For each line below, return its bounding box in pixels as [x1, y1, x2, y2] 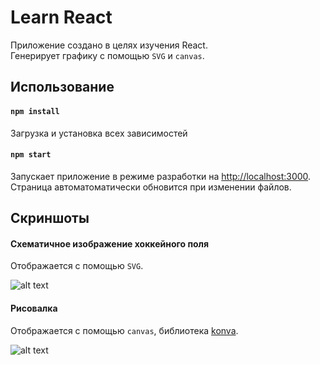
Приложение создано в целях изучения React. [10, 39, 208, 51]
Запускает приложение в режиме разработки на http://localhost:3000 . [10, 170, 312, 182]
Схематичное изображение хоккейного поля [10, 237, 210, 250]
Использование [10, 79, 115, 96]
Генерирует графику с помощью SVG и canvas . [10, 49, 205, 61]
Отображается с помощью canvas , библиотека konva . [10, 324, 239, 336]
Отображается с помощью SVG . [10, 260, 144, 272]
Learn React [10, 6, 113, 29]
